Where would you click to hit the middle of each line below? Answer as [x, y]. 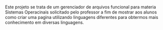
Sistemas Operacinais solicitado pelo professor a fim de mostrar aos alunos [81, 12]
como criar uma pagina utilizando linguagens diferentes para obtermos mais [82, 17]
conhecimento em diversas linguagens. [45, 22]
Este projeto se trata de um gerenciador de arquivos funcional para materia [81, 7]
